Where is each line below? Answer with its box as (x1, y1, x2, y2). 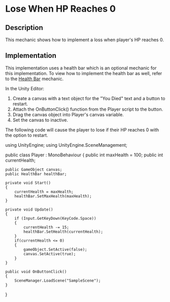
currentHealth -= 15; (23, 224, 70, 230)
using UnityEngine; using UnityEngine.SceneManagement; (5, 142, 128, 148)
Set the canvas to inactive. (12, 117, 69, 123)
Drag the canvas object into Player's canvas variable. (12, 111, 124, 117)
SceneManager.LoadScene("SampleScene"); (14, 278, 101, 283)
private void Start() (5, 180, 51, 185)
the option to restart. (5, 132, 48, 138)
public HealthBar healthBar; (5, 171, 67, 177)
